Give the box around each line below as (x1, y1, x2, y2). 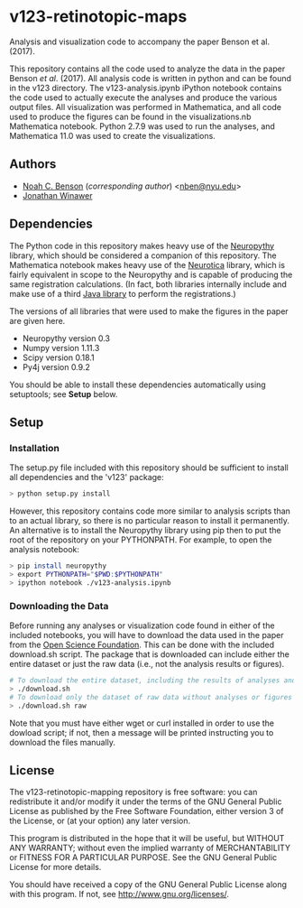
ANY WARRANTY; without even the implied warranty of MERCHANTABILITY (9, 842, 291, 854)
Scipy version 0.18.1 (22, 352, 95, 363)
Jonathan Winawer (22, 190, 93, 200)
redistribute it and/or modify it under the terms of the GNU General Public (9, 796, 282, 807)
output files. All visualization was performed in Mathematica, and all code (9, 101, 282, 112)
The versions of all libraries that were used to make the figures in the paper (9, 305, 289, 317)
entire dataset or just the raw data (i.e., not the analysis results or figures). (9, 659, 285, 670)
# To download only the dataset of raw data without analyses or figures (9, 692, 293, 701)
